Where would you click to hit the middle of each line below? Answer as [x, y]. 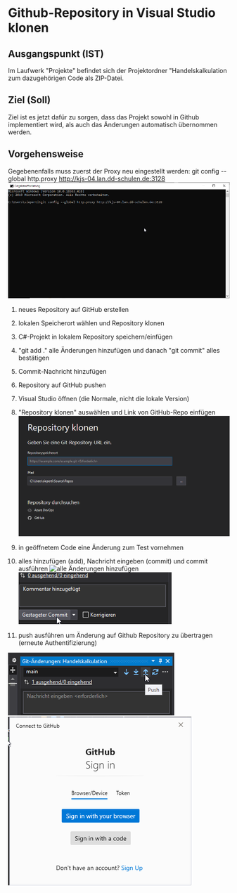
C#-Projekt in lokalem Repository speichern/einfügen [95, 337]
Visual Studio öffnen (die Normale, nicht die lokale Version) [104, 398]
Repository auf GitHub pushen [62, 385]
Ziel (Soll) [30, 100]
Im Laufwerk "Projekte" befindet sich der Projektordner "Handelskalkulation [117, 71]
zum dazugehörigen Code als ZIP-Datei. [66, 78]
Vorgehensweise [46, 154]
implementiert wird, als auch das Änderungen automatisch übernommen [113, 124]
